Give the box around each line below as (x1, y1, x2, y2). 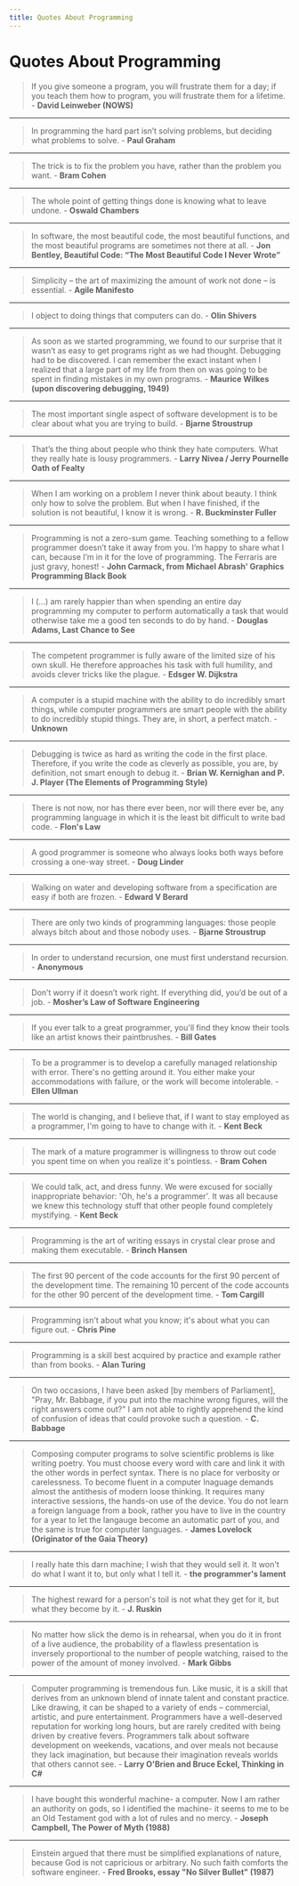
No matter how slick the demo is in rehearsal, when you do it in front (30, 1629, 282, 1639)
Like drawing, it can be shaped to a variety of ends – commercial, (30, 1702, 271, 1712)
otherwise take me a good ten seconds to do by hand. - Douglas (30, 615, 269, 626)
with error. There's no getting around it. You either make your (30, 1066, 255, 1077)
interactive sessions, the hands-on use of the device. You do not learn (30, 1495, 289, 1506)
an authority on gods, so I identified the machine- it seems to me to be (30, 1803, 289, 1814)
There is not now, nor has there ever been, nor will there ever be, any (30, 802, 285, 813)
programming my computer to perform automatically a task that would (30, 605, 289, 616)
